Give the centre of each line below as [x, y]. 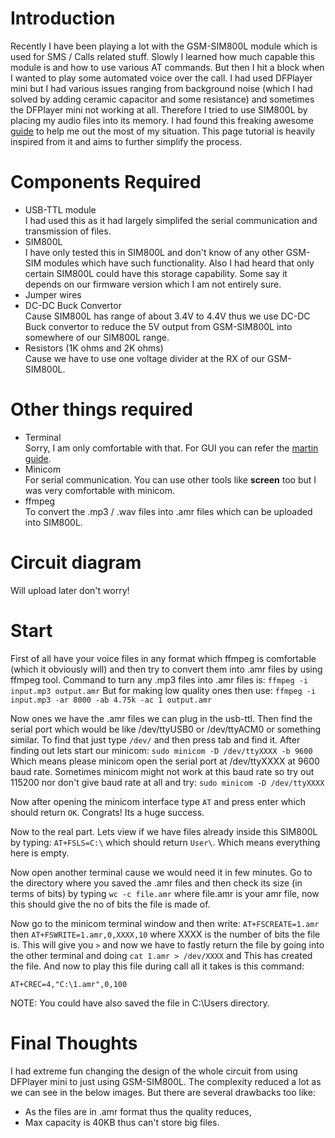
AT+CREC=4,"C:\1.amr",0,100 [69, 984]
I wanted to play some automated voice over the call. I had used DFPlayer [161, 78]
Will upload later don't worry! [70, 590]
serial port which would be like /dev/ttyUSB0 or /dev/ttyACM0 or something [166, 729]
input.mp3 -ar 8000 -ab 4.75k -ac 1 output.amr [111, 700]
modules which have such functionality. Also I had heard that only [179, 263]
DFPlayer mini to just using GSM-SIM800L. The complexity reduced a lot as [166, 1081]
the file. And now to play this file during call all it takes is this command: [157, 966]
